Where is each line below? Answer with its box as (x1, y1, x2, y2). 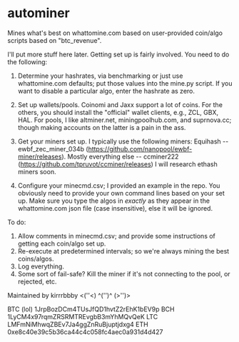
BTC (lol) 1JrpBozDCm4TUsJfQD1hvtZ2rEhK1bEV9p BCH (7, 305, 175, 313)
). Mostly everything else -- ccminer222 (61, 152, 179, 161)
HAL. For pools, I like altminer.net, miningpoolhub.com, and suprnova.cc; (17, 116, 232, 124)
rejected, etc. (17, 277, 57, 286)
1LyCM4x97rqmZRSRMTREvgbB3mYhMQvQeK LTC (7, 312, 158, 321)
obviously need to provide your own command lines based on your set (17, 188, 225, 197)
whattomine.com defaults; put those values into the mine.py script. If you (17, 79, 233, 87)
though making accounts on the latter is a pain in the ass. (17, 123, 186, 131)
